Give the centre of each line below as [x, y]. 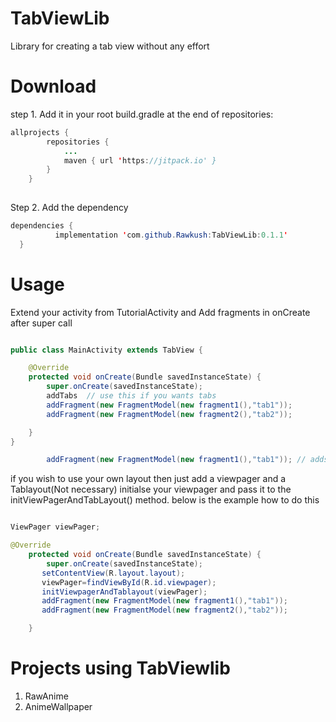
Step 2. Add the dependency [69, 207]
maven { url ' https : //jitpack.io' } [140, 160]
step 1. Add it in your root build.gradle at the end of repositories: [142, 114]
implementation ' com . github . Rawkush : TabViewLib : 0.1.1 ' [171, 235]
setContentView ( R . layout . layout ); [113, 573]
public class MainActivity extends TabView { [106, 350]
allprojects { [40, 132]
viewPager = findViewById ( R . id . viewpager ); [129, 582]
